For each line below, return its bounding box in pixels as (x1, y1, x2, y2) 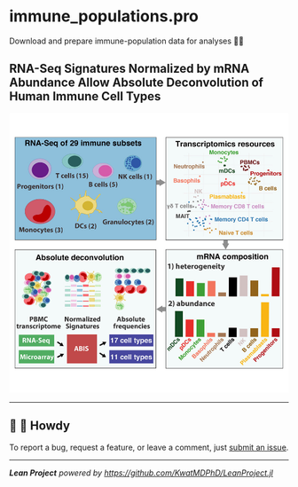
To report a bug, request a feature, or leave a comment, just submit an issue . (9, 442, 289, 452)
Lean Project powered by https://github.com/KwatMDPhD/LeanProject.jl (9, 467, 273, 478)
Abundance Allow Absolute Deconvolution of (9, 75, 264, 90)
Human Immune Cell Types (9, 89, 161, 104)
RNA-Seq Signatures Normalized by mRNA (9, 61, 250, 76)
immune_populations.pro (9, 6, 200, 27)
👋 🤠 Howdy (9, 419, 71, 434)
